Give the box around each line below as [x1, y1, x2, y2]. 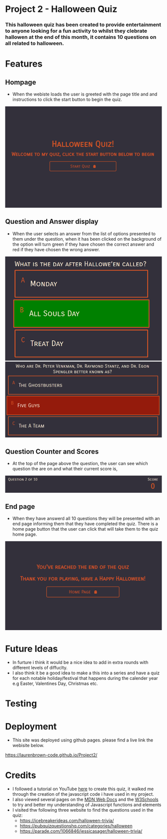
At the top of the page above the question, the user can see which [12, 460, 148, 466]
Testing [5, 698, 37, 709]
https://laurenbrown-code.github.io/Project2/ [5, 752, 98, 758]
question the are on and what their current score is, [12, 466, 118, 471]
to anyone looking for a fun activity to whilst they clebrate [5, 27, 148, 34]
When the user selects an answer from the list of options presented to [12, 230, 156, 237]
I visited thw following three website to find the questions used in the [12, 807, 154, 813]
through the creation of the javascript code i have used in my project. [12, 791, 154, 797]
